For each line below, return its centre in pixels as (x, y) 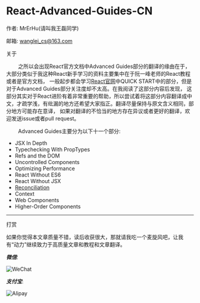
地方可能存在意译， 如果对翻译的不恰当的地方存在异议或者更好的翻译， (98, 111)
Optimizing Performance (45, 168)
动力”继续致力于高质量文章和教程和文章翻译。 (70, 244)
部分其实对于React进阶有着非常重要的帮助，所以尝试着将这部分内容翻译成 (97, 96)
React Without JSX (38, 181)
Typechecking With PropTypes (52, 149)
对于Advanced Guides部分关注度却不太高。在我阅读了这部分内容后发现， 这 (99, 88)
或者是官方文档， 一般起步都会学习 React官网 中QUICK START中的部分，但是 (99, 81)
